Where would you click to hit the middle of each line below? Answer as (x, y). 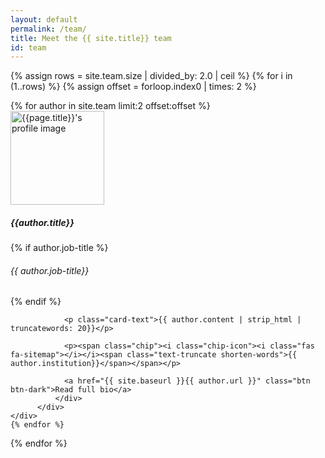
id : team (28, 47)
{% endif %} (36, 302)
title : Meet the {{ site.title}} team (91, 38)
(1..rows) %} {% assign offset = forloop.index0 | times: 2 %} (133, 87)
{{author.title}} (42, 222)
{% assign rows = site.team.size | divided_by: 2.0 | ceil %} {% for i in (151, 76)
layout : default (44, 19)
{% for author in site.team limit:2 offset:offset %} (110, 106)
